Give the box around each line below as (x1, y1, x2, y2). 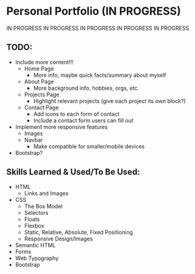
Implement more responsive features (15, 123, 108, 131)
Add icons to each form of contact (33, 110, 120, 117)
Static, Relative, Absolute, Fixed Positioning (24, 228, 133, 236)
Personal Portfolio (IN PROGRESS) (6, 4, 181, 18)
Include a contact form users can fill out (33, 117, 134, 124)
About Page (24, 78, 54, 85)
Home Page (24, 65, 54, 72)
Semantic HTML (15, 241, 56, 248)
